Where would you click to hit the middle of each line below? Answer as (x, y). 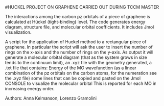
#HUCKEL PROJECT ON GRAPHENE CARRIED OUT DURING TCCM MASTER (82, 7)
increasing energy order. (30, 89)
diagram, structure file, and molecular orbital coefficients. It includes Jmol (80, 27)
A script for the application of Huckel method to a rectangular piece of (76, 42)
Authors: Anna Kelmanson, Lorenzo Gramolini (51, 98)
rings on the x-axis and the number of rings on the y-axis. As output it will (79, 52)
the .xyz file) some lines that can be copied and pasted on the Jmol (73, 78)
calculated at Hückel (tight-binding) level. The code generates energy (75, 22)
